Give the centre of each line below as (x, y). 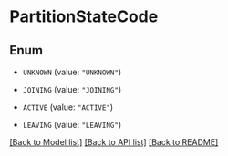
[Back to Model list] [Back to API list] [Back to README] (114, 142)
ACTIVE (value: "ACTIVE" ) (68, 107)
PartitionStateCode (84, 17)
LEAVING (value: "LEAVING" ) (72, 125)
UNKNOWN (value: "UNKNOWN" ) (72, 72)
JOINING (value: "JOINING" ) (72, 89)
